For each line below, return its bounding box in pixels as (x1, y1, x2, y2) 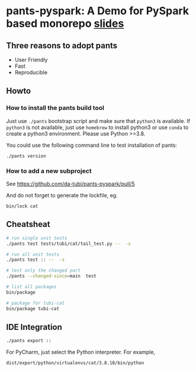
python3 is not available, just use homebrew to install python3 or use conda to (6, 124, 189, 131)
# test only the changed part (6, 267, 81, 274)
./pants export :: (6, 338, 52, 344)
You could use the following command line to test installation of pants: (6, 141, 178, 149)
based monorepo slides (6, 17, 124, 30)
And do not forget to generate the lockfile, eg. (6, 191, 118, 198)
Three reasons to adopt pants (6, 40, 118, 51)
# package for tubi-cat (6, 300, 65, 306)
